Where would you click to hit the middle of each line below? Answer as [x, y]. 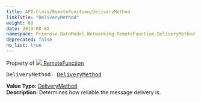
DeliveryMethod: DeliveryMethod [54, 74]
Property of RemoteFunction [45, 63]
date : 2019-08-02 [28, 28]
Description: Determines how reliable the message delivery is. [84, 92]
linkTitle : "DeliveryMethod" [43, 17]
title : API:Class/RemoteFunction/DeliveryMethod [68, 12]
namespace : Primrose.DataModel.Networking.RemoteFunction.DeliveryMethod [101, 34]
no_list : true [24, 46]
